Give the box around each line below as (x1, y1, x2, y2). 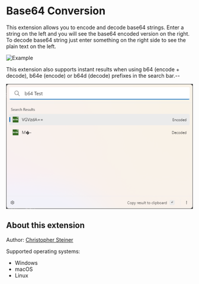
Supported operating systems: (6, 248, 81, 255)
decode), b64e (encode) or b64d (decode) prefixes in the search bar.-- (6, 72, 181, 79)
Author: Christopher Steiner (6, 236, 73, 243)
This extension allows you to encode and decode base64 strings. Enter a (6, 24, 184, 31)
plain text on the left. (6, 43, 56, 50)
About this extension (6, 220, 85, 231)
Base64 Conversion (6, 4, 105, 18)
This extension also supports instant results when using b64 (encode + (6, 65, 179, 72)
